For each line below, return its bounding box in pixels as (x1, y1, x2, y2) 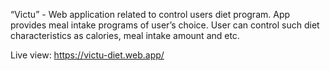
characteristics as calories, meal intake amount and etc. (10, 30, 240, 41)
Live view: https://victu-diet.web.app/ (10, 49, 165, 61)
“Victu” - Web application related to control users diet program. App (10, 9, 291, 20)
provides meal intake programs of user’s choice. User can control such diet (10, 19, 320, 31)
